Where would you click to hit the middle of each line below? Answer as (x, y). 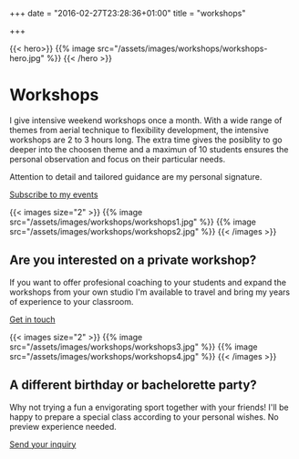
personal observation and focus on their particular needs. (118, 159)
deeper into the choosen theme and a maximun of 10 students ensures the (149, 149)
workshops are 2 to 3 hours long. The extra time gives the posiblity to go (146, 140)
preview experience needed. (63, 426)
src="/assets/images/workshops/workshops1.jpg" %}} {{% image (133, 222)
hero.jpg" (27, 58)
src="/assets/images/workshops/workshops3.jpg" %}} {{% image (134, 347)
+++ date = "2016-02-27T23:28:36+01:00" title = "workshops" (128, 13)
